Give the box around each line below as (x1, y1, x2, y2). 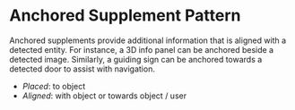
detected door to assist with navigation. (9, 63, 155, 74)
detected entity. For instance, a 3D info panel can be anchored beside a (9, 44, 274, 55)
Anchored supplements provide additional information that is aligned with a (9, 35, 287, 46)
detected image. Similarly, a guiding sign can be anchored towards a (9, 54, 263, 64)
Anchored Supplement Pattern (9, 5, 241, 26)
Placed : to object (22, 80, 86, 91)
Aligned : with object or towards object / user (22, 90, 187, 101)
